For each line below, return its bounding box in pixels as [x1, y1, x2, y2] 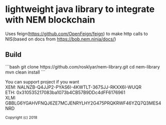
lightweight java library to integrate [5, 3, 155, 15]
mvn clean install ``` [5, 69, 46, 75]
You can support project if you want [5, 78, 79, 84]
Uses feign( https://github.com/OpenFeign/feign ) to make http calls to [5, 30, 148, 36]
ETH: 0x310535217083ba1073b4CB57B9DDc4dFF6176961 [5, 89, 125, 95]
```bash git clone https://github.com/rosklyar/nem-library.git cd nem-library [5, 63, 160, 69]
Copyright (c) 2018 [5, 115, 38, 120]
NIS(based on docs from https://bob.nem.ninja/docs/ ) [5, 36, 116, 42]
